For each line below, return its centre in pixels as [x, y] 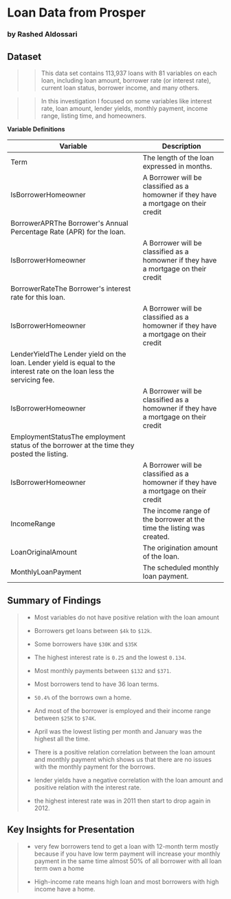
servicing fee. [33, 380]
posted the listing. [40, 454]
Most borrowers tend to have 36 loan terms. [97, 684]
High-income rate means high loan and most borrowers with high [126, 881]
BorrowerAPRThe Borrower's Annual [69, 223]
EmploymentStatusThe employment [68, 437]
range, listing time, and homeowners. [93, 116]
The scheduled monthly [181, 568]
